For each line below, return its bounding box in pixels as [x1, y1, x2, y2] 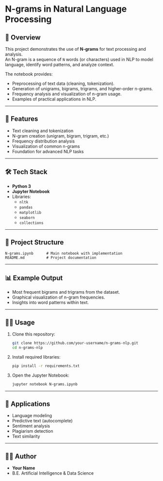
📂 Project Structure [5, 238, 64, 247]
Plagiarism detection [12, 428, 53, 434]
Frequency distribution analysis [12, 138, 75, 144]
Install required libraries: [12, 354, 61, 360]
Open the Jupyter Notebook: [12, 372, 69, 378]
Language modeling [12, 413, 52, 419]
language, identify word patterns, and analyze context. [5, 62, 114, 67]
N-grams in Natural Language [5, 3, 127, 15]
